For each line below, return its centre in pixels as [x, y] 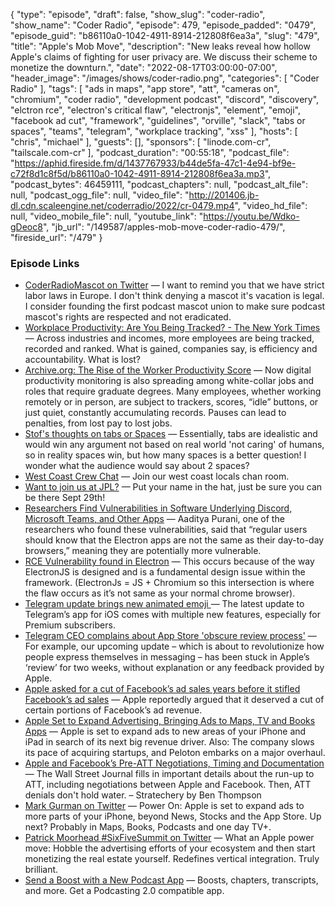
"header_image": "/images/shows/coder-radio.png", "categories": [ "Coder [165, 78]
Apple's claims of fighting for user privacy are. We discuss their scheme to [164, 57]
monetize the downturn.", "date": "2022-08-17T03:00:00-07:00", [144, 67]
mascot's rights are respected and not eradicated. [128, 317]
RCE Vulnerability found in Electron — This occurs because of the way [169, 561]
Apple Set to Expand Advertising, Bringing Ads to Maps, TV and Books [170, 721]
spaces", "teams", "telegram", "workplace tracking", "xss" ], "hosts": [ [154, 131]
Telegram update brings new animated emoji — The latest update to [164, 604]
